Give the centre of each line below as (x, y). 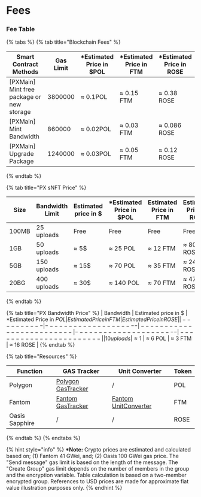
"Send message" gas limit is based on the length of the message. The (92, 462)
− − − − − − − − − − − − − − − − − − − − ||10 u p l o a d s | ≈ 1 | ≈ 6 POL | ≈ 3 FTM (99, 338)
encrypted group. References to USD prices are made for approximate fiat (98, 481)
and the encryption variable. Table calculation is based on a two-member (96, 475)
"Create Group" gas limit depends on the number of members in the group (98, 469)
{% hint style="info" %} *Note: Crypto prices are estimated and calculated (99, 450)
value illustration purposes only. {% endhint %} (64, 488)
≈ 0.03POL (96, 154)
